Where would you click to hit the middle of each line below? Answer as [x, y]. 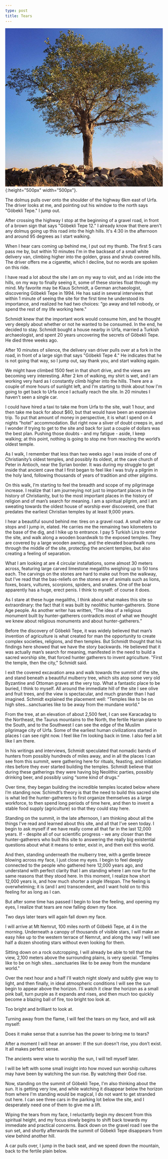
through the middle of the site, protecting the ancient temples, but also [78, 548]
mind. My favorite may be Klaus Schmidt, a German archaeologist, [73, 288]
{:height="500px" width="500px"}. [41, 190]
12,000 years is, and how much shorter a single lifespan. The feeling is [78, 881]
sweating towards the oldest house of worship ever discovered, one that [80, 506]
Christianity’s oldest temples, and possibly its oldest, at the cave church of [82, 459]
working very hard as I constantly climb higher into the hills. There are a [79, 381]
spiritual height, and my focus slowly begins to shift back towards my [76, 1120]
